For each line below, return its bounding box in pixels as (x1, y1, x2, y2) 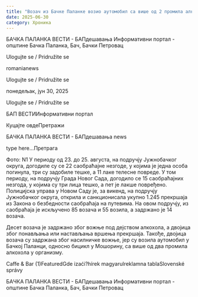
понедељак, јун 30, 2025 (6, 88, 69, 95)
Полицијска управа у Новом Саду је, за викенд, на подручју (6, 187, 158, 194)
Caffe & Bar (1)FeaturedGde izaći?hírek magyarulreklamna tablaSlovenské (6, 260, 184, 268)
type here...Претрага (6, 145, 58, 152)
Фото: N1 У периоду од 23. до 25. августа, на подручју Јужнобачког (6, 156, 177, 163)
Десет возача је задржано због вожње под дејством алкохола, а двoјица (6, 224, 191, 231)
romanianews (6, 65, 39, 72)
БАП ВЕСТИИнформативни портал (6, 110, 93, 118)
